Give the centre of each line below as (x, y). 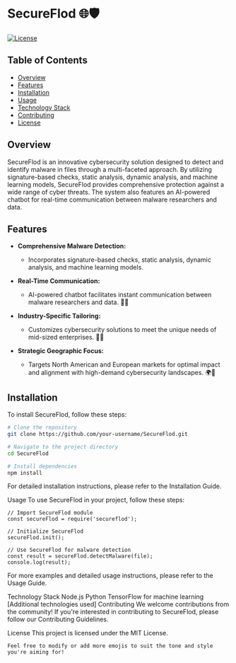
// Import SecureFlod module (50, 513)
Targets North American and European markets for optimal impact (124, 364)
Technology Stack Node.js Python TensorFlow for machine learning (106, 597)
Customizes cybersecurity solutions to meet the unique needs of (122, 330)
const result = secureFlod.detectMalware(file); (80, 556)
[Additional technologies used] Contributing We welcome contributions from (118, 604)
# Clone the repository (42, 428)
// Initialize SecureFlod (45, 531)
